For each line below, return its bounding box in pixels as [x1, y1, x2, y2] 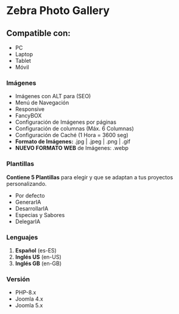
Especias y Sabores [15, 211, 65, 218]
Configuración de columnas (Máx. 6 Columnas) [15, 125, 134, 132]
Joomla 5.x [15, 302, 43, 309]
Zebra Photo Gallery [6, 4, 110, 18]
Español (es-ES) [15, 246, 57, 254]
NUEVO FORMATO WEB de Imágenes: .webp [15, 145, 129, 152]
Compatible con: [6, 28, 71, 38]
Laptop [15, 51, 33, 58]
